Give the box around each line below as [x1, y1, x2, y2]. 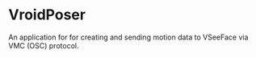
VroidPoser [8, 6, 86, 24]
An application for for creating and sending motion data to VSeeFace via [8, 32, 249, 42]
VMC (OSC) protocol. [8, 40, 79, 50]
